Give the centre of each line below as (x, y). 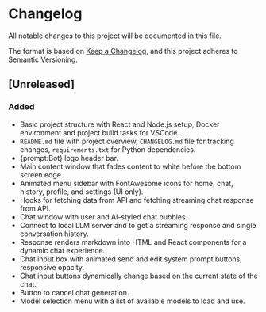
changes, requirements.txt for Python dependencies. (108, 149)
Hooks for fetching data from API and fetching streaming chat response (137, 200)
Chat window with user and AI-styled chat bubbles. (104, 217)
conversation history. (54, 234)
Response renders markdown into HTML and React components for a (133, 242)
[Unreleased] (42, 84)
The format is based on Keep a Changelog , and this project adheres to (123, 51)
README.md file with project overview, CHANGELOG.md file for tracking (127, 141)
